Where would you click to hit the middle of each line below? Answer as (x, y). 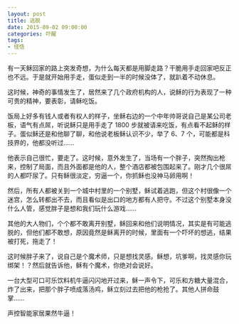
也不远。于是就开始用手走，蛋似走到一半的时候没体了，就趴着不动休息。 (113, 77)
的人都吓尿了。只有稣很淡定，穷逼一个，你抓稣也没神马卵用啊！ (101, 175)
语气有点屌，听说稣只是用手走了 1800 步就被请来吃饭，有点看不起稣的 (122, 125)
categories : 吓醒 (32, 34)
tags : (15, 40)
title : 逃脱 (24, 21)
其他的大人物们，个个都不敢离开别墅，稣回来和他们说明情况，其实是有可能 (116, 223)
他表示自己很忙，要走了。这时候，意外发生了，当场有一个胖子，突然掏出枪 (116, 158)
